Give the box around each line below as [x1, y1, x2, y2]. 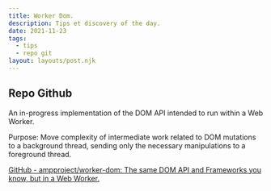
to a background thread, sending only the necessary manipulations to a [8, 140, 246, 150]
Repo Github [8, 86, 73, 101]
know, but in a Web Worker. [8, 173, 100, 183]
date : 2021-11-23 [8, 27, 67, 35]
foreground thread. [8, 149, 72, 159]
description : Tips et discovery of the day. [8, 19, 161, 27]
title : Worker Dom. [8, 11, 74, 20]
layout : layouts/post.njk [8, 57, 95, 65]
